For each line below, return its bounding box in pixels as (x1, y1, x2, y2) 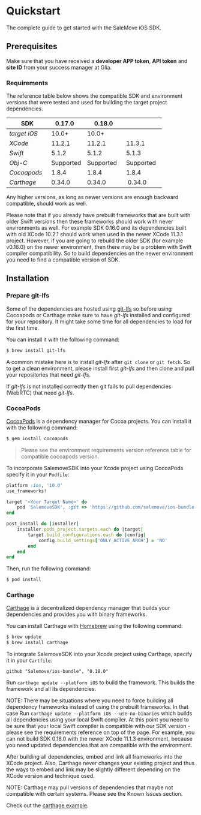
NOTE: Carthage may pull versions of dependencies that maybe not (6, 784, 173, 791)
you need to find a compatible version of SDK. (6, 256, 120, 263)
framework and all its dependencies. (6, 685, 97, 693)
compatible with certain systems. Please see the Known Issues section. (6, 790, 183, 798)
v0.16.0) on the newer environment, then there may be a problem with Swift (6, 243, 192, 251)
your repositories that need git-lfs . (6, 371, 91, 378)
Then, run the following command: (6, 565, 91, 572)
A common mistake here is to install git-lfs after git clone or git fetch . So (6, 358, 191, 365)
